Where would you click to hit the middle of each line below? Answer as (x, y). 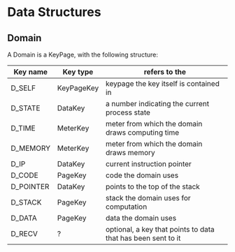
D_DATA (24, 218)
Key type (78, 72)
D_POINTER (30, 187)
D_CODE (24, 175)
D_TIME (23, 128)
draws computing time (142, 132)
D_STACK (26, 202)
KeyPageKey (78, 88)
